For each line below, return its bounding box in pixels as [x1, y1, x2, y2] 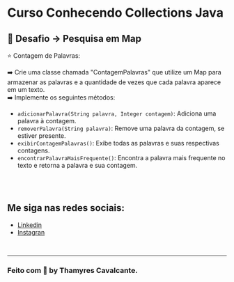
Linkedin [17, 221, 42, 229]
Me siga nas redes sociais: [7, 202, 125, 214]
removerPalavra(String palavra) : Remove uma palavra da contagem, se [17, 124, 225, 132]
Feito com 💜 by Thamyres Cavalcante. [7, 265, 138, 275]
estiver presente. [17, 132, 66, 140]
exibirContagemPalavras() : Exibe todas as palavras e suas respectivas [17, 139, 219, 147]
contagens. [17, 146, 50, 155]
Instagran [17, 228, 45, 236]
